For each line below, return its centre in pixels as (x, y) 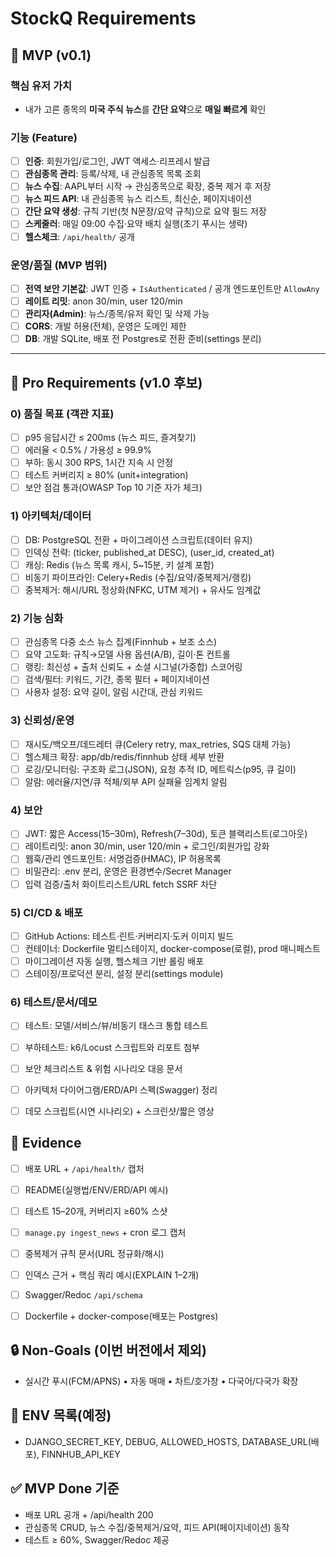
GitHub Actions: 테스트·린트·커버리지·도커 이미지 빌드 (129, 936)
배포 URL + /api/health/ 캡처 (84, 1168)
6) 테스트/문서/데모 (54, 1002)
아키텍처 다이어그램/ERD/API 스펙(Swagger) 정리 (121, 1089)
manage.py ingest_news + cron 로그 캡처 (105, 1232)
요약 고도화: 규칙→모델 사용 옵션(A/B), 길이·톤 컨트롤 (127, 654)
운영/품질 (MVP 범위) (59, 265)
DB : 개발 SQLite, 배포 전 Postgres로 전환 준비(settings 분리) (143, 339)
